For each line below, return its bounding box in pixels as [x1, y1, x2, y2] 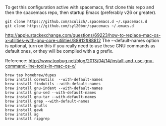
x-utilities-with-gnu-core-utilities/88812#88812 [5, 37, 101, 43]
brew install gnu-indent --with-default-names [5, 86, 103, 91]
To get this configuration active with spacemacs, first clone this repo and [5, 4, 154, 10]
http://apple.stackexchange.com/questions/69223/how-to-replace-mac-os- [5, 32, 161, 38]
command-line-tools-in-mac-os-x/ [5, 63, 76, 69]
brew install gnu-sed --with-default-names [5, 90, 97, 95]
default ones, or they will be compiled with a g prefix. [5, 48, 114, 54]
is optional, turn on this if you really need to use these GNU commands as [5, 43, 156, 49]
